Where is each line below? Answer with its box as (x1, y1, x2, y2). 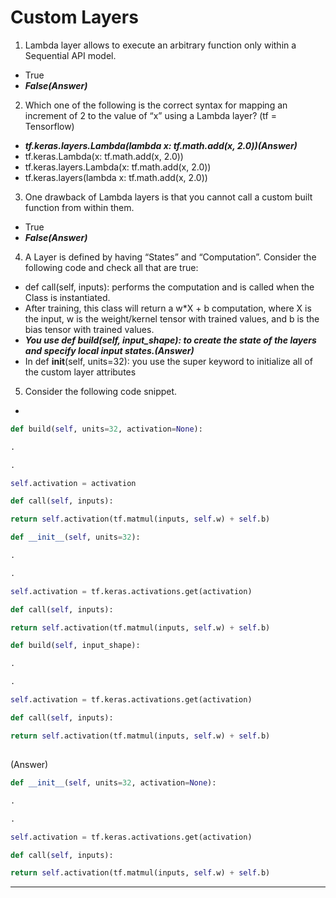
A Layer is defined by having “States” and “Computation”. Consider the (24, 251, 317, 263)
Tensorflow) (24, 120, 75, 132)
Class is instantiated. (24, 291, 111, 303)
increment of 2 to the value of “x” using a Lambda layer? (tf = (24, 109, 277, 121)
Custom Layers (10, 6, 139, 29)
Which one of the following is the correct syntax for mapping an (24, 99, 288, 111)
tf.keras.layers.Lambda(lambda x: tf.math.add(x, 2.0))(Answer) (24, 139, 298, 151)
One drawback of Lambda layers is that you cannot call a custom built (24, 191, 313, 203)
